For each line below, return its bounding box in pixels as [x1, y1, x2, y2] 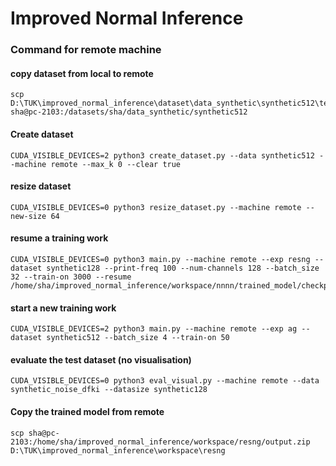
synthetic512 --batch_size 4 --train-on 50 [46, 333, 230, 343]
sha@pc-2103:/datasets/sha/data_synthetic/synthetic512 [10, 107, 248, 117]
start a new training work [10, 302, 117, 314]
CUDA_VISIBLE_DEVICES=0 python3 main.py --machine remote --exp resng [10, 254, 311, 264]
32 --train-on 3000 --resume [10, 272, 132, 282]
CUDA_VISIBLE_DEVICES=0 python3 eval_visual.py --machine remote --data [10, 376, 320, 386]
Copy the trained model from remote [10, 405, 165, 417]
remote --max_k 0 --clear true [50, 159, 182, 169]
